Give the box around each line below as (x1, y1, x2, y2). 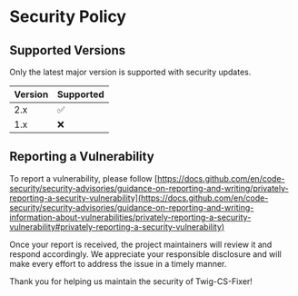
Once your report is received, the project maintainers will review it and (9, 239, 273, 250)
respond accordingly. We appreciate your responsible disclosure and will (9, 248, 282, 260)
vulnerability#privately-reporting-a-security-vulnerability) (9, 221, 225, 232)
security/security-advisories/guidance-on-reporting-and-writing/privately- (9, 183, 289, 193)
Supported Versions (9, 43, 125, 58)
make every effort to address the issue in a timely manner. (9, 258, 227, 269)
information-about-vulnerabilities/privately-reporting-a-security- (9, 212, 252, 222)
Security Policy (9, 6, 127, 27)
